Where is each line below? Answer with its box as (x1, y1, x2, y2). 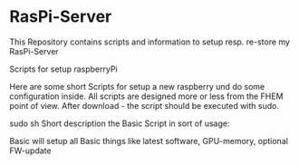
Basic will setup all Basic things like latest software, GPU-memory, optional (9, 135, 288, 146)
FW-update (9, 145, 52, 156)
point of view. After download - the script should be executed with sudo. (9, 100, 279, 111)
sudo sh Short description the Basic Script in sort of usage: (9, 118, 230, 129)
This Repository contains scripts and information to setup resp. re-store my (9, 36, 290, 47)
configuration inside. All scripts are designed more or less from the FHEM (9, 91, 284, 102)
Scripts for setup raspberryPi (9, 63, 118, 74)
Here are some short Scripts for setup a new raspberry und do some (9, 81, 265, 92)
